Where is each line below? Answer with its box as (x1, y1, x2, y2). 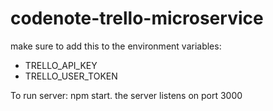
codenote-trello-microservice (10, 7, 264, 30)
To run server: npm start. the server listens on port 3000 (10, 89, 243, 101)
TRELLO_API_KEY (24, 59, 98, 71)
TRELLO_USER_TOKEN (24, 70, 118, 82)
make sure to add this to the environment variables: (10, 40, 222, 52)
